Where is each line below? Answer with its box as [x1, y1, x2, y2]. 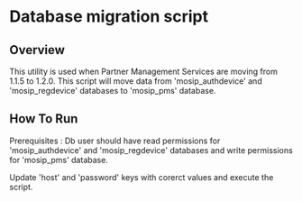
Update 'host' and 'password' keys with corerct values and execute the [9, 171, 274, 182]
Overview [9, 42, 66, 58]
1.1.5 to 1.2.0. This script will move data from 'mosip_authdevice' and [9, 76, 263, 87]
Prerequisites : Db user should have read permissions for [9, 135, 221, 146]
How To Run [9, 111, 78, 127]
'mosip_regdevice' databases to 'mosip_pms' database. [9, 86, 216, 96]
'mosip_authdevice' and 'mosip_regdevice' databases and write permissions [9, 144, 293, 155]
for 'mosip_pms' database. [9, 154, 108, 165]
